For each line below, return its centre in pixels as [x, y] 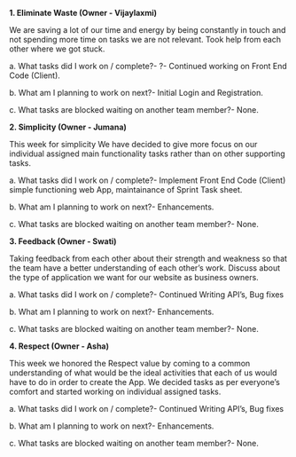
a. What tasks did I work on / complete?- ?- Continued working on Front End [148, 66]
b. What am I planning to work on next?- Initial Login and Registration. [136, 93]
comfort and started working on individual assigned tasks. [115, 391]
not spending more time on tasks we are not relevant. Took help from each [145, 39]
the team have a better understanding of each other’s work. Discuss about [145, 268]
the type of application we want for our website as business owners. [134, 277]
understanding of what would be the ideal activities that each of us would [143, 373]
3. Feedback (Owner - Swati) [63, 241]
